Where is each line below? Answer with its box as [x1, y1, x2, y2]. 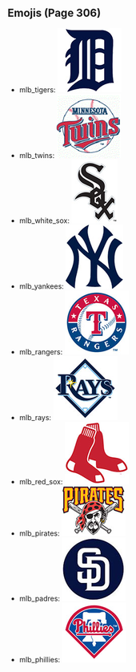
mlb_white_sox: [18, 216, 70, 225]
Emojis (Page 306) [7, 6, 102, 20]
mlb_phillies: [18, 654, 61, 664]
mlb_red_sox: [18, 476, 63, 486]
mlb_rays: [18, 412, 52, 422]
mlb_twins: [18, 150, 55, 160]
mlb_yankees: [18, 281, 65, 291]
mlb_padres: [18, 593, 61, 603]
